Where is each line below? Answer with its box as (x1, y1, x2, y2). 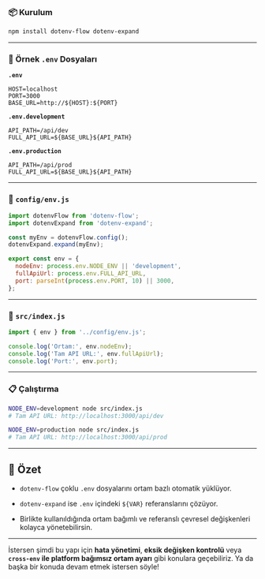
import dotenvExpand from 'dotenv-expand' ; (8, 219, 154, 227)
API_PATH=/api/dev (8, 127, 69, 135)
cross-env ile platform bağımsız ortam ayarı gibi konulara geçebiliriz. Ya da (8, 554, 254, 563)
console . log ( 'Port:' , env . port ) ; (8, 357, 118, 365)
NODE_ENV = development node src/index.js (8, 405, 144, 413)
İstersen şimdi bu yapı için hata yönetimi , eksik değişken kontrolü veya (8, 545, 242, 555)
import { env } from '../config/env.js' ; (8, 328, 147, 336)
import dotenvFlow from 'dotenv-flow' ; (8, 211, 140, 219)
